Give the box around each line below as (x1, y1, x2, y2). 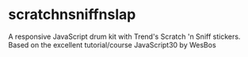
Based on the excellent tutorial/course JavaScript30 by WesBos (8, 40, 216, 49)
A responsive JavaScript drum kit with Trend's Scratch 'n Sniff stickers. (8, 32, 241, 41)
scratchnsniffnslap (8, 6, 136, 24)
